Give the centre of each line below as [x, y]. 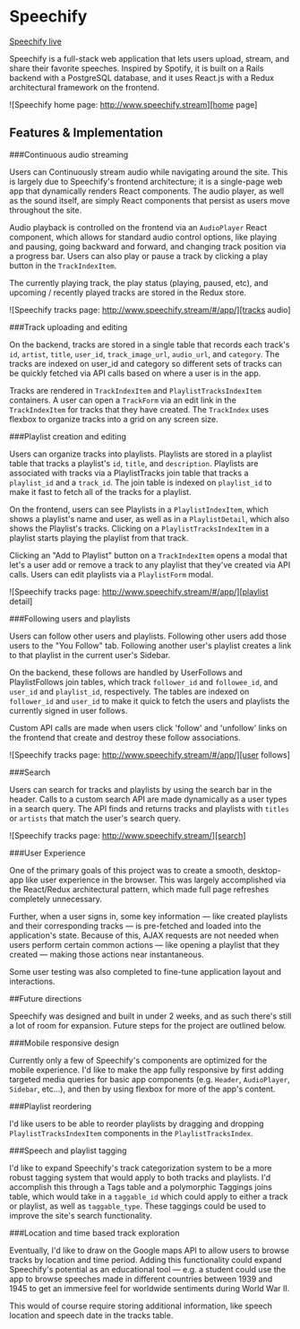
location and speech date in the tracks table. [91, 1315]
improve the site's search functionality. [81, 1215]
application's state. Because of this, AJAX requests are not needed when [144, 935]
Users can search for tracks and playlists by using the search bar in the [141, 789]
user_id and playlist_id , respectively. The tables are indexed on [129, 691]
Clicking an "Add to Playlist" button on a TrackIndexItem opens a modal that [149, 555]
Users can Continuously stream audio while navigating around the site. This [149, 171]
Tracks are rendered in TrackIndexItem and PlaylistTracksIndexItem [136, 390]
